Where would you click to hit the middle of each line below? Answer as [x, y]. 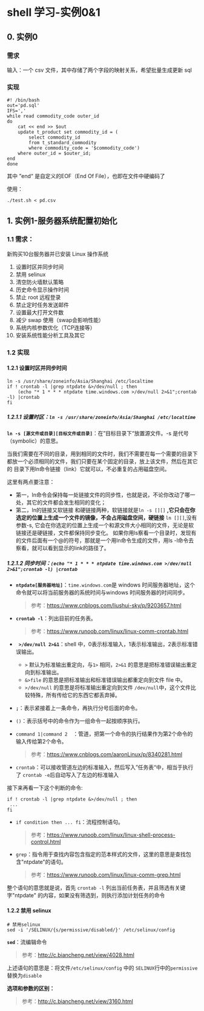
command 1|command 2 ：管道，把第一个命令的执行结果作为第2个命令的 [104, 734]
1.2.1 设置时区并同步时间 [37, 368]
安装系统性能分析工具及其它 [50, 335]
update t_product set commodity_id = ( [68, 132]
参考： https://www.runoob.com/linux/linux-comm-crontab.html [110, 631]
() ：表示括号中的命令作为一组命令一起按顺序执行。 [80, 720]
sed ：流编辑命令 [27, 942]
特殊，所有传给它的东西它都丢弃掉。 [75, 695]
